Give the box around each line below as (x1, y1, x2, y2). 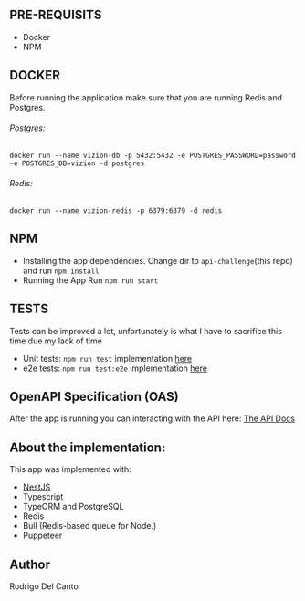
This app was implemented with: (9, 464, 131, 475)
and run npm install (22, 265, 100, 276)
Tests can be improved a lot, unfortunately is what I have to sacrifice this (9, 325, 283, 336)
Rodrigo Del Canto (9, 581, 79, 592)
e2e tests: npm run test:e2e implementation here (22, 363, 208, 374)
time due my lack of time (9, 335, 102, 346)
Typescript (22, 491, 64, 502)
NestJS (22, 481, 51, 492)
